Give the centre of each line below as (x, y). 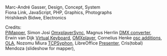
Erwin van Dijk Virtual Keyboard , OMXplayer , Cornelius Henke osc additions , (84, 38)
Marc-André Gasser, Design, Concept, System (53, 7)
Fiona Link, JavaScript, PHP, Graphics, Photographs (58, 12)
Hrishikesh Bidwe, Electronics (36, 18)
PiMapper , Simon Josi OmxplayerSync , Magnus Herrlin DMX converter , (78, 32)
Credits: (13, 27)
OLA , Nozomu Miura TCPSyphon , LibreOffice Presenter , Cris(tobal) (74, 43)
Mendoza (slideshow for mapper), (40, 48)
